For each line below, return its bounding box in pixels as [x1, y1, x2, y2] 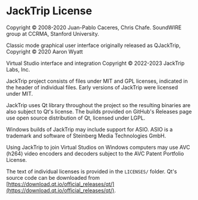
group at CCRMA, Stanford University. [6, 30, 99, 37]
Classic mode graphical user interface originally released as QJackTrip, [6, 42, 181, 49]
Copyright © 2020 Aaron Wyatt [6, 48, 83, 55]
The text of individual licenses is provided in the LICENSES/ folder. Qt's [6, 168, 177, 175]
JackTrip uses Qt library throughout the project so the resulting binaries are [6, 101, 191, 108]
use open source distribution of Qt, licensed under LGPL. [6, 114, 146, 121]
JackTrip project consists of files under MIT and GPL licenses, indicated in [6, 77, 188, 85]
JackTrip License [6, 4, 92, 18]
